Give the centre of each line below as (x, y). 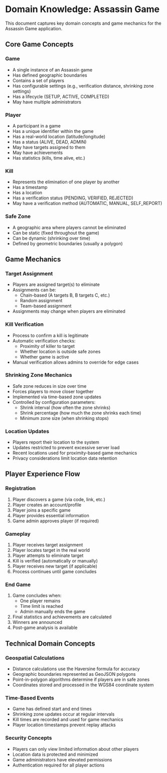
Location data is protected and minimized (55, 754)
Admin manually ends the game (53, 612)
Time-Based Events (30, 697)
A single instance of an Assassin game (52, 69)
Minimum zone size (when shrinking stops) (64, 418)
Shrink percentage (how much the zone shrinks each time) (80, 413)
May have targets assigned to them (49, 147)
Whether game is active (44, 357)
